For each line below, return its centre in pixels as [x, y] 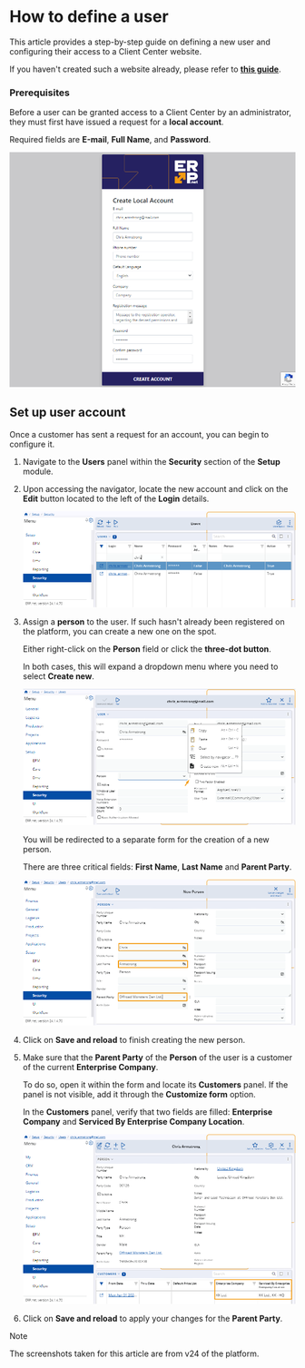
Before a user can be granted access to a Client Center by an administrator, [151, 113]
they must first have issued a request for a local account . [117, 122]
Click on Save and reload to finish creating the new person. [134, 1040]
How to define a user [89, 17]
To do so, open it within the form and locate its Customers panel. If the [155, 1085]
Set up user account [68, 413]
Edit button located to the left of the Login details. [116, 498]
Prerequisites [39, 93]
